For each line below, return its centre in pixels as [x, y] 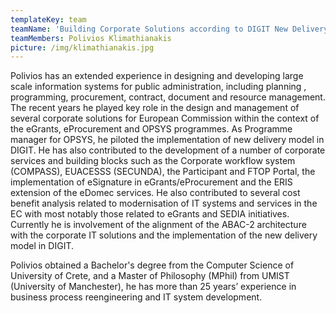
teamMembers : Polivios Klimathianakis [91, 38]
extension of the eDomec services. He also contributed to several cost [155, 193]
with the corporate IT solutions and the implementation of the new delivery [164, 235]
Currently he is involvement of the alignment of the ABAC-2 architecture [158, 225]
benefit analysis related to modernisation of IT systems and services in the [164, 203]
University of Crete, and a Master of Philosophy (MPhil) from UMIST [150, 276]
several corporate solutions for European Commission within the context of [165, 118]
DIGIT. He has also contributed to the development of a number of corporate [168, 150]
